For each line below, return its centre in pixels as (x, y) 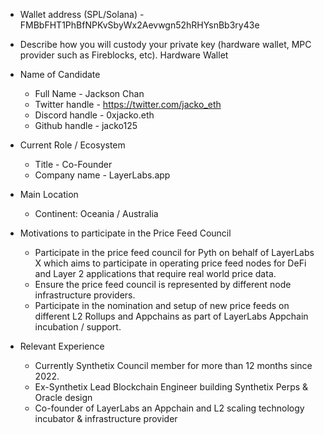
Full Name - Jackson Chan (89, 93)
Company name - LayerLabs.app (102, 175)
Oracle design (63, 397)
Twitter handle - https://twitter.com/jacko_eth (128, 104)
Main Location (49, 194)
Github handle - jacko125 (86, 125)
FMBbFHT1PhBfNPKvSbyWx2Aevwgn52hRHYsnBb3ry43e (139, 25)
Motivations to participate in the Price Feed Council (125, 233)
